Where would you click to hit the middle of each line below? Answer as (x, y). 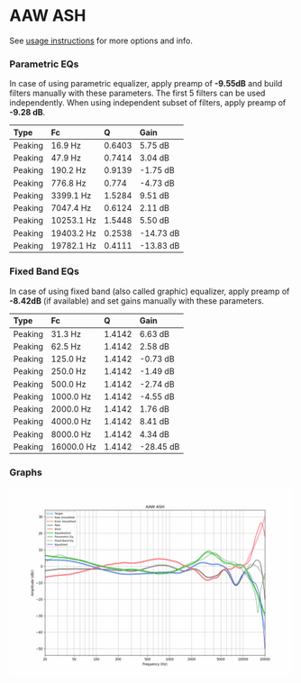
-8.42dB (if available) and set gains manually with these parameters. (137, 301)
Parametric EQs (44, 64)
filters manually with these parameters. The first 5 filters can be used (137, 93)
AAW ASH (48, 16)
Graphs (26, 472)
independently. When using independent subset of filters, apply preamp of (148, 103)
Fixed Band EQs (44, 271)
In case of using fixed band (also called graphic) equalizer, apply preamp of (150, 291)
